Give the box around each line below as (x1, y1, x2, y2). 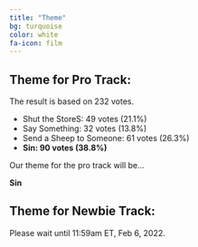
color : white (9, 30, 59, 39)
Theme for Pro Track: (9, 71, 131, 87)
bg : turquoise (9, 22, 63, 31)
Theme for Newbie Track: (9, 204, 156, 219)
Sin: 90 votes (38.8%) (22, 142, 108, 154)
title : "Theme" (9, 13, 67, 23)
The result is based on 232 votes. (9, 96, 135, 107)
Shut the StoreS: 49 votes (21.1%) (22, 114, 147, 125)
